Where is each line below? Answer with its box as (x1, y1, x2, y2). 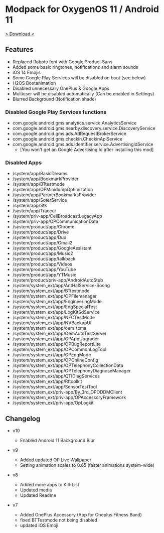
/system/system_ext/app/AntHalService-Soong (12, 283, 110, 289)
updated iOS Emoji (20, 522, 59, 528)
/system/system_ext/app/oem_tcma (12, 325, 87, 331)
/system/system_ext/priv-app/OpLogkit (12, 400, 94, 406)
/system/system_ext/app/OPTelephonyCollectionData (12, 362, 123, 368)
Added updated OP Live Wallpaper (20, 457, 92, 463)
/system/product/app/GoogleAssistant (12, 245, 92, 251)
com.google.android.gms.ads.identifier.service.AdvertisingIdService (12, 142, 153, 148)
